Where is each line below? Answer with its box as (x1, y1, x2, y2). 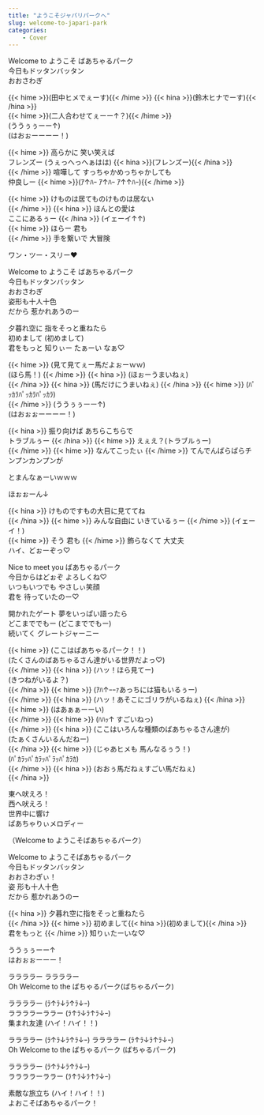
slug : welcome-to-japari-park (8, 19, 108, 27)
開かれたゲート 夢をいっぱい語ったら (8, 609, 128, 619)
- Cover (22, 33, 47, 42)
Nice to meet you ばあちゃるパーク (8, 563, 121, 572)
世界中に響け (8, 809, 50, 819)
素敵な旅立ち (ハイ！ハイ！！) (8, 1088, 105, 1098)
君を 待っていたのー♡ (8, 592, 80, 601)
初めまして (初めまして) (8, 333, 84, 343)
